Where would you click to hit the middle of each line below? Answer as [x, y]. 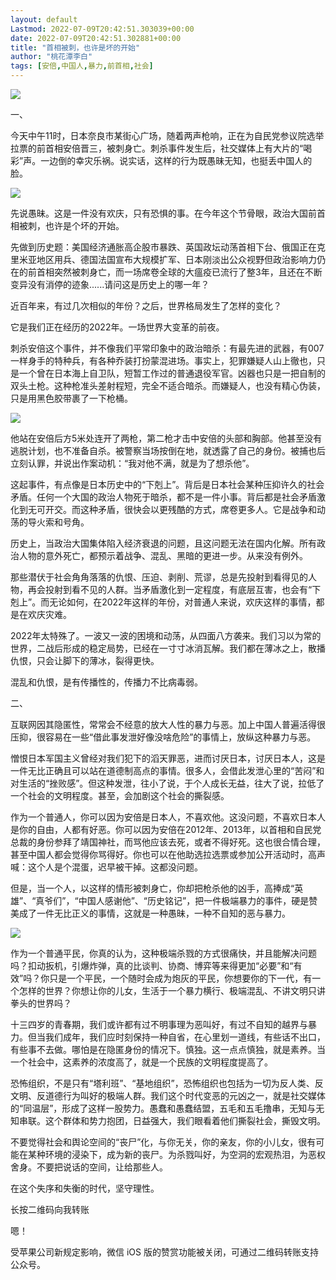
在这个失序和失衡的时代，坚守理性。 [85, 1188]
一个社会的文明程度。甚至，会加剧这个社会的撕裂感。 [120, 795]
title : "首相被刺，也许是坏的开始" [75, 47]
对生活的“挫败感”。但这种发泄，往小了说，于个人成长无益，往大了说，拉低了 [167, 783]
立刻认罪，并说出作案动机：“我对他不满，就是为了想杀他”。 [132, 463]
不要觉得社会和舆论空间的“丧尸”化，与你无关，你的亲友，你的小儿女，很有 [163, 1142]
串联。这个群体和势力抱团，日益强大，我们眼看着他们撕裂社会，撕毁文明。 [172, 1120]
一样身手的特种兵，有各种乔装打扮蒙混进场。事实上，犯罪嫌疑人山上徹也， [163, 360]
